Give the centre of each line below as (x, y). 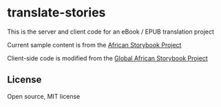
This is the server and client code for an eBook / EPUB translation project (111, 32)
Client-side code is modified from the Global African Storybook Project (107, 58)
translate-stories (56, 13)
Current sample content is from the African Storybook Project (94, 45)
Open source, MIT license (44, 96)
